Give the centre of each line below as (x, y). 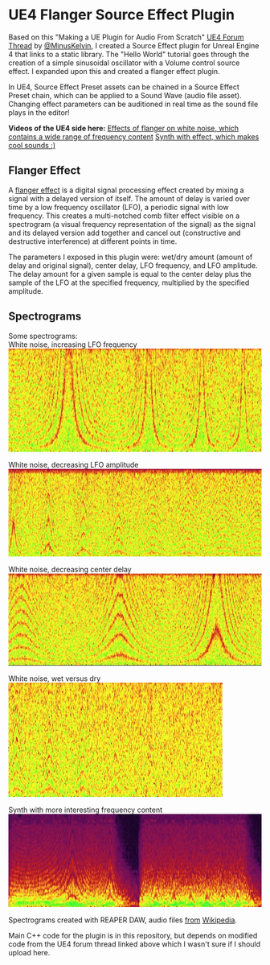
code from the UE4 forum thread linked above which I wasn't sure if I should (135, 944)
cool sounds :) (32, 145)
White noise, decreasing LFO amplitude (74, 464)
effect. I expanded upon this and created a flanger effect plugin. (114, 71)
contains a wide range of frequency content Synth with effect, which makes (134, 136)
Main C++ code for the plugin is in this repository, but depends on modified (133, 936)
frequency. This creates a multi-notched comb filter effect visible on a (124, 216)
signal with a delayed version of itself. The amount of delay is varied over (129, 198)
